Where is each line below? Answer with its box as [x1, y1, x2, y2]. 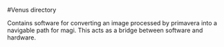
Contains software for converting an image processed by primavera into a [7, 19, 218, 27]
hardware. [7, 33, 37, 42]
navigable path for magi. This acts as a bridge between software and [7, 27, 203, 34]
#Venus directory [7, 6, 57, 14]
